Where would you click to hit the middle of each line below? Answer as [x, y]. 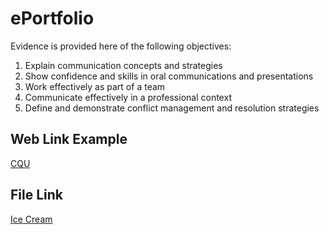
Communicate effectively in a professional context [128, 97]
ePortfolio [52, 18]
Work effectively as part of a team [95, 86]
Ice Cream [31, 219]
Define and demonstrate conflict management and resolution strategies [172, 108]
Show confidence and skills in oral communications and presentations [169, 76]
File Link [37, 195]
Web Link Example [69, 139]
